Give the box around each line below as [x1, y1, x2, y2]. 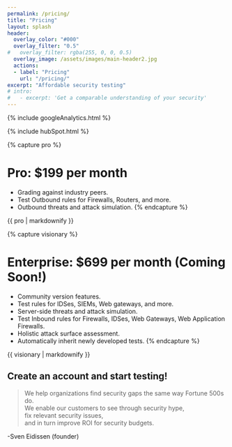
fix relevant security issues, [24, 411, 104, 419]
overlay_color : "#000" [13, 36, 79, 43]
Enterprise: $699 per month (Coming [7, 255, 226, 271]
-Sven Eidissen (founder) [7, 432, 79, 440]
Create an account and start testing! [7, 370, 168, 382]
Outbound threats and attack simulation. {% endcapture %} [17, 203, 188, 211]
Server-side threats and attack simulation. [17, 307, 138, 315]
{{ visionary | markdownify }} [7, 350, 91, 358]
